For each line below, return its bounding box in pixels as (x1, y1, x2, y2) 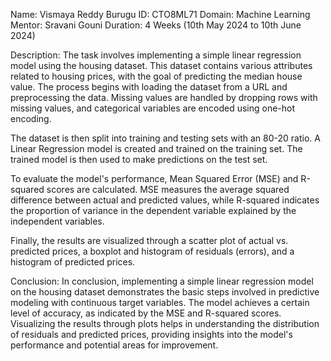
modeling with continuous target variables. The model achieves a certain (10, 297, 310, 308)
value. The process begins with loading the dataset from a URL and (10, 81, 288, 93)
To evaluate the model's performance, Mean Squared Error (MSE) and (10, 173, 299, 184)
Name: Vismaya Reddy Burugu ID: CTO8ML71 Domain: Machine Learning (10, 9, 311, 20)
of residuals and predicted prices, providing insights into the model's (10, 329, 293, 340)
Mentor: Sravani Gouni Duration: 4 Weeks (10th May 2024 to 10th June (10, 19, 302, 31)
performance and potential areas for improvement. (10, 339, 219, 351)
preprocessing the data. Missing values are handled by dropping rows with (10, 92, 318, 103)
